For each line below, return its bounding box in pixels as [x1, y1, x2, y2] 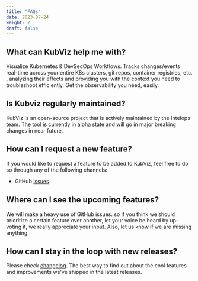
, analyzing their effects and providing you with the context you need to [6, 75, 181, 83]
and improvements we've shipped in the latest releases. [6, 269, 142, 276]
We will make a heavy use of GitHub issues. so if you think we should [6, 211, 175, 218]
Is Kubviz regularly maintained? [6, 99, 126, 109]
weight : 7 [6, 20, 31, 25]
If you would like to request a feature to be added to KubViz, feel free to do [6, 160, 189, 167]
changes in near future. [6, 127, 63, 134]
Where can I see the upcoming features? [6, 195, 159, 205]
